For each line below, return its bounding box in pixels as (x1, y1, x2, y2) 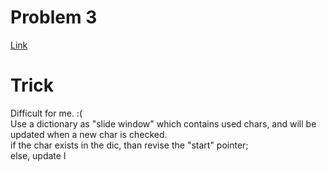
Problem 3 (10, 6, 98, 29)
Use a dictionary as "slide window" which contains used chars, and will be (10, 117, 317, 130)
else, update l (10, 149, 67, 161)
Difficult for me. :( (10, 107, 83, 119)
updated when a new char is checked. (10, 128, 168, 140)
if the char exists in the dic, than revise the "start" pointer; (10, 139, 249, 151)
